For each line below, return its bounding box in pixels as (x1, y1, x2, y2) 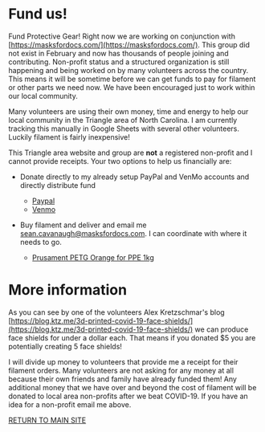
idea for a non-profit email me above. (8, 399, 132, 410)
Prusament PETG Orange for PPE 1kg (31, 252, 154, 262)
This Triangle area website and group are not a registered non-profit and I (8, 148, 253, 157)
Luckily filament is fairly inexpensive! (8, 132, 130, 141)
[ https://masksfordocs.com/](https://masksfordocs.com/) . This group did (8, 39, 251, 49)
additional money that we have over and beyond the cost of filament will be (8, 382, 257, 392)
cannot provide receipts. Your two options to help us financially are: (8, 156, 232, 165)
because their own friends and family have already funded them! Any (8, 374, 237, 384)
